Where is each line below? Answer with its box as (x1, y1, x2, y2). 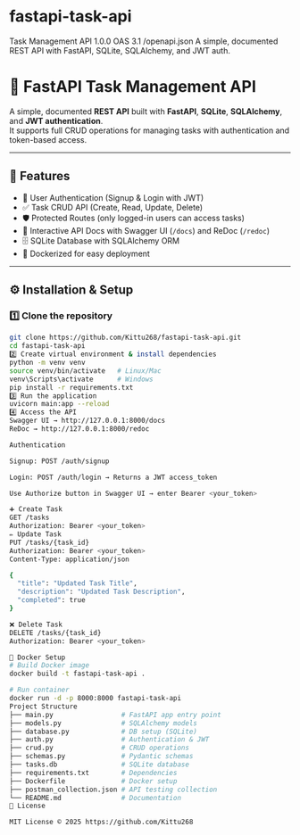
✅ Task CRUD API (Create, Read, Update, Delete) (21, 202, 204, 212)
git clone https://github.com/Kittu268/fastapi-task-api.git (9, 333, 242, 343)
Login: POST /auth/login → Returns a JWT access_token (9, 473, 218, 482)
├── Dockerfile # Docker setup (9, 776, 178, 786)
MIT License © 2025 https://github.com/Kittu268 (9, 818, 194, 827)
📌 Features (9, 169, 71, 184)
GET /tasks (9, 513, 50, 523)
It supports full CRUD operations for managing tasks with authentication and (9, 125, 290, 136)
